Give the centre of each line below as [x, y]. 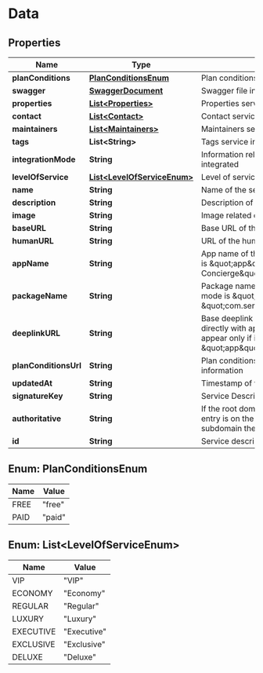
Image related [226, 215]
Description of [227, 203]
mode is [216, 296]
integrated [220, 164]
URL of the [220, 241]
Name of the [223, 190]
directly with [223, 328]
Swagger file [224, 91]
